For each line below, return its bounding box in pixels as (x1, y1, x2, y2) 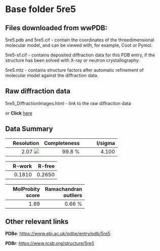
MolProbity (13, 185, 40, 192)
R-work (13, 162, 32, 170)
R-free (37, 162, 55, 170)
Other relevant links (5, 217, 69, 226)
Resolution (13, 139, 39, 146)
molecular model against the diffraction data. (5, 72, 98, 78)
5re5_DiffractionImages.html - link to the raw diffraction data (5, 100, 131, 106)
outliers (63, 192, 82, 199)
